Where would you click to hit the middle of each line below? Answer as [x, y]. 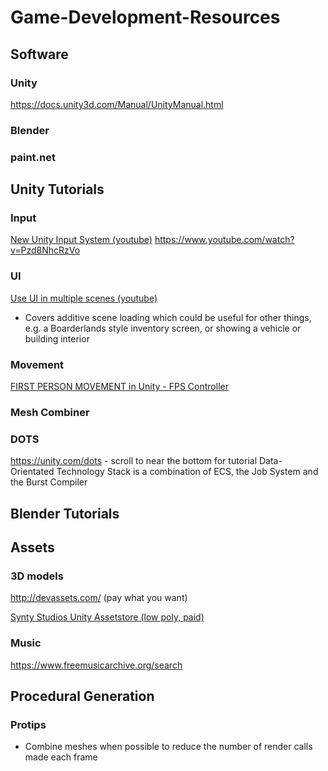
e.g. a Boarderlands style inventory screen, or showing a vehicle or [163, 328]
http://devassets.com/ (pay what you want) [99, 598]
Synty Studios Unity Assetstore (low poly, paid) [107, 617]
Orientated [32, 472]
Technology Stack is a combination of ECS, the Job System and [187, 472]
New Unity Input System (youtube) [81, 240]
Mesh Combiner [50, 412]
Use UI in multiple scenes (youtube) [84, 298]
